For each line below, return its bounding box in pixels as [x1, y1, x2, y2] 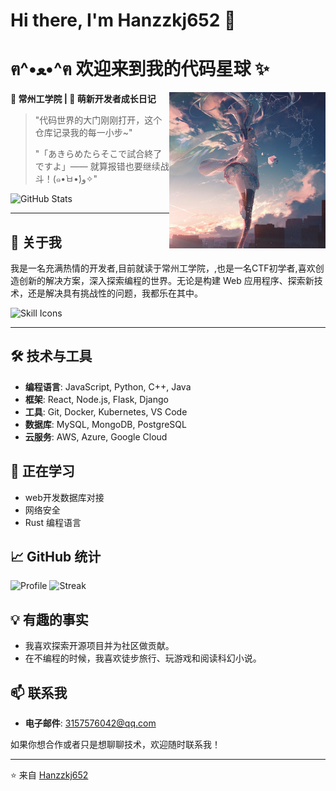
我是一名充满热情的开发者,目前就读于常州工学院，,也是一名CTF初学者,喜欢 [10, 262, 316, 274]
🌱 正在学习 [10, 463, 75, 480]
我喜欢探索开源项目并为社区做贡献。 [24, 640, 175, 652]
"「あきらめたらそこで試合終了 [34, 148, 163, 160]
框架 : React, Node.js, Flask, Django [24, 393, 169, 405]
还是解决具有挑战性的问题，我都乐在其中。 [27, 287, 203, 299]
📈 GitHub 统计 [10, 548, 102, 565]
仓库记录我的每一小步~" [34, 127, 133, 139]
